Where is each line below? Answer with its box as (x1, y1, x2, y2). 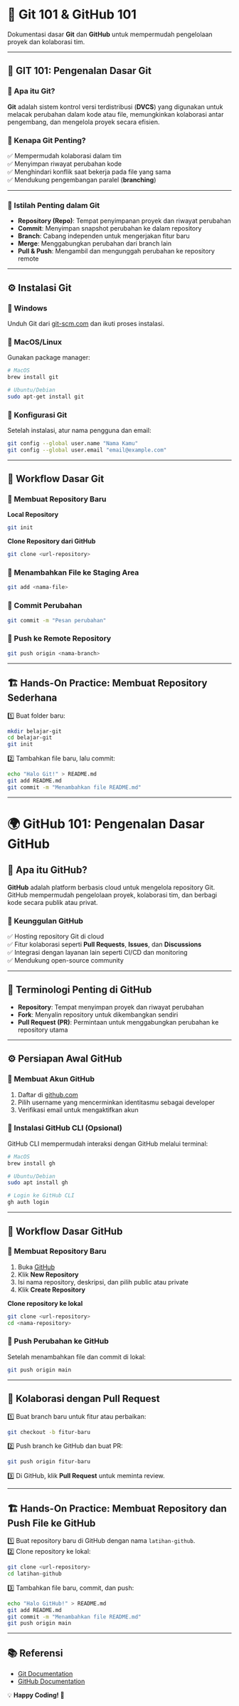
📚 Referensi (7, 1647, 63, 1659)
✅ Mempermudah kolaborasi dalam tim (7, 151, 122, 159)
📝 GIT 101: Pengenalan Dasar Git (7, 65, 152, 77)
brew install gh (7, 1160, 55, 1167)
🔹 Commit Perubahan (7, 601, 83, 611)
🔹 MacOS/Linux (7, 337, 63, 347)
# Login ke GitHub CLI (7, 1192, 75, 1199)
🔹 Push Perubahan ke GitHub (7, 1336, 109, 1346)
